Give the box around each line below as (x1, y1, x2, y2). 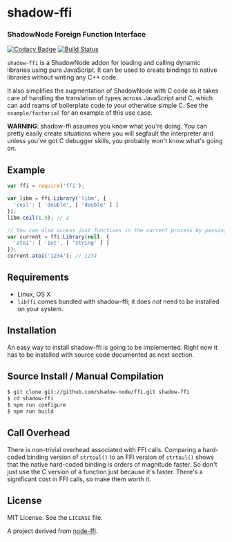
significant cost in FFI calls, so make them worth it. (7, 475, 152, 483)
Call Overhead (7, 427, 70, 439)
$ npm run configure (7, 402, 67, 409)
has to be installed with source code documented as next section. (7, 351, 195, 359)
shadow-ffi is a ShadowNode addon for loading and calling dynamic (7, 59, 201, 67)
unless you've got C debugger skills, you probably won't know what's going (7, 137, 223, 145)
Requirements (7, 272, 69, 283)
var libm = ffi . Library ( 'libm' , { (7, 195, 107, 202)
